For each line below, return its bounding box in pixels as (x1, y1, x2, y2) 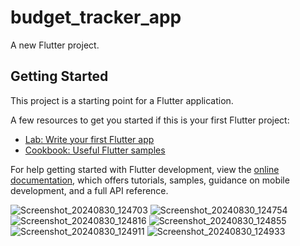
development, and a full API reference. (10, 184, 169, 196)
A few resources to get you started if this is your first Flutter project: (10, 114, 290, 126)
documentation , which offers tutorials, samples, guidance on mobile (10, 174, 290, 186)
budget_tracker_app (10, 6, 182, 29)
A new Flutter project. (10, 39, 100, 51)
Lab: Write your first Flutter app (24, 133, 155, 145)
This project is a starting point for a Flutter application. (10, 94, 234, 106)
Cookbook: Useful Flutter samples (24, 144, 166, 156)
